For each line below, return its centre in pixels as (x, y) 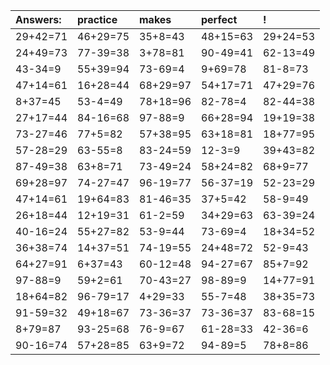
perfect (219, 19)
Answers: (38, 19)
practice (97, 19)
